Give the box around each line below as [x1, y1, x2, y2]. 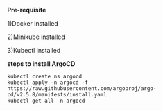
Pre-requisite [7, 6, 46, 14]
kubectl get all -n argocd [7, 97, 85, 104]
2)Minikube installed [7, 33, 66, 41]
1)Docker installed [7, 19, 59, 27]
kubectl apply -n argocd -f [7, 79, 89, 86]
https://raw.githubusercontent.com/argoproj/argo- [7, 85, 157, 92]
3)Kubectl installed [7, 46, 61, 54]
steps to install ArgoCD [7, 60, 76, 68]
